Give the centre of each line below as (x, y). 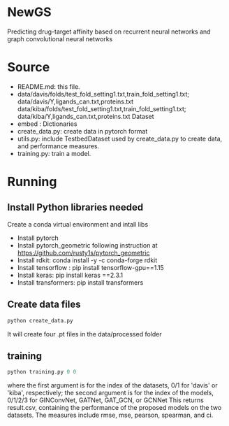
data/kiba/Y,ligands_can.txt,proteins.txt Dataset (86, 116)
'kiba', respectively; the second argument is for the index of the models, (111, 393)
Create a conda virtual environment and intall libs (78, 224)
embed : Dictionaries (47, 124)
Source (29, 68)
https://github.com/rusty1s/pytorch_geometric (83, 253)
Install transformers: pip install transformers (80, 282)
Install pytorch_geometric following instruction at (88, 245)
